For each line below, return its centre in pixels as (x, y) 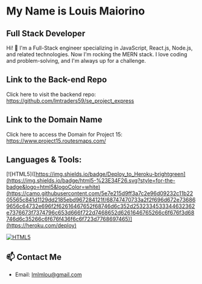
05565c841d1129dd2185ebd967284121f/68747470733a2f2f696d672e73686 (101, 200)
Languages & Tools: (44, 160)
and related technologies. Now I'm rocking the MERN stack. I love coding (97, 54)
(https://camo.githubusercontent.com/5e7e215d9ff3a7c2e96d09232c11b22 (100, 193)
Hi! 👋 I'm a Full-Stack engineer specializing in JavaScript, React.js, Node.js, (99, 48)
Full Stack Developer (46, 34)
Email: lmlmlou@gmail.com (49, 275)
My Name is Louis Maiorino (76, 11)
